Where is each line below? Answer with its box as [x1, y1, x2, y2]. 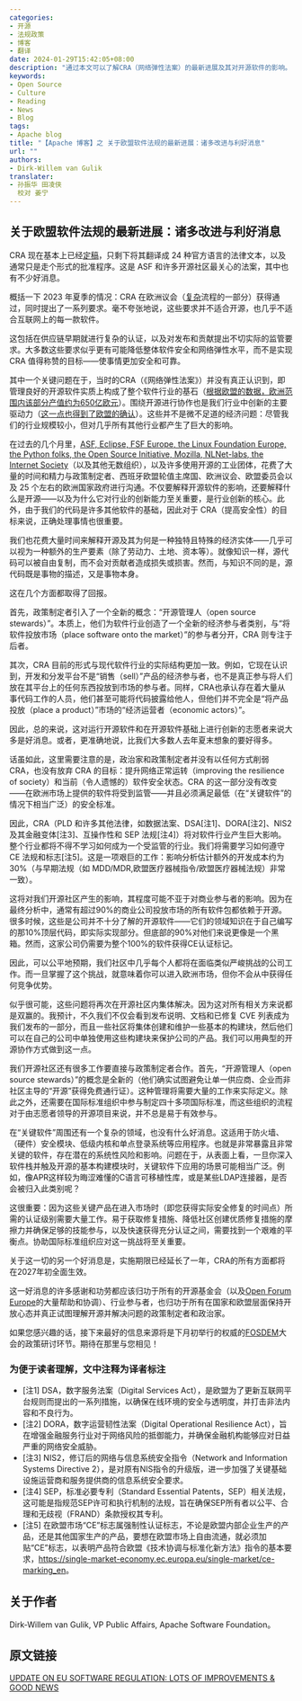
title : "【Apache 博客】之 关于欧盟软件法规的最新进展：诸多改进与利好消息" [9, 138, 265, 147]
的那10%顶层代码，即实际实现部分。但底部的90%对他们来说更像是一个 [9, 927, 271, 938]
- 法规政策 [9, 30, 45, 39]
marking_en [22, 1565, 67, 1576]
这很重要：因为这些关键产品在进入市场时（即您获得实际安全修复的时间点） [9, 1202, 285, 1213]
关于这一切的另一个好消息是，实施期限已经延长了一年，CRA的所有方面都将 [9, 1255, 286, 1266]
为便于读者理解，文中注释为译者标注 [9, 1363, 166, 1376]
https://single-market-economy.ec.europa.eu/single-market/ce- [38, 1554, 276, 1564]
